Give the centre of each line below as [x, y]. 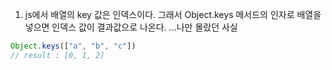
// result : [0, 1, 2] [57, 55]
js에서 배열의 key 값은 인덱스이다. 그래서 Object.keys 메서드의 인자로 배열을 [173, 14]
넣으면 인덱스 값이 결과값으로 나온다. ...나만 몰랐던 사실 [131, 27]
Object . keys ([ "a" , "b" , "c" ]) [73, 46]
